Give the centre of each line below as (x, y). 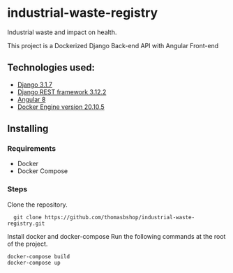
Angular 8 (31, 99)
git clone (28, 217)
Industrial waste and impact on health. (62, 32)
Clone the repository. (37, 205)
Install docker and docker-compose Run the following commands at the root (116, 236)
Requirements (32, 149)
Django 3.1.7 (35, 84)
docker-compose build (39, 256)
